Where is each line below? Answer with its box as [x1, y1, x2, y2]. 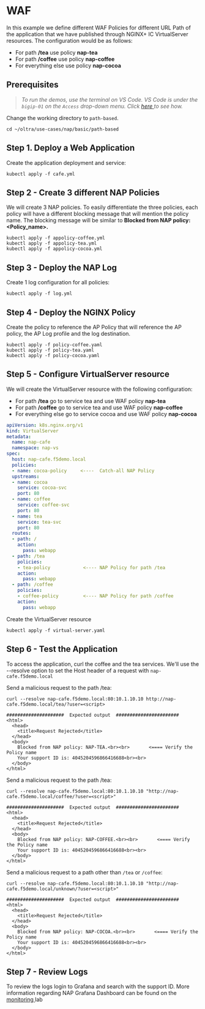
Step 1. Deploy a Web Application [6, 143, 135, 153]
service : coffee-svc [17, 502, 70, 508]
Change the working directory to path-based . [6, 114, 119, 121]
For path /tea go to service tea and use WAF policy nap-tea [15, 397, 166, 404]
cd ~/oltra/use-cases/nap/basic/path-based [6, 126, 119, 132]
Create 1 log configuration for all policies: [6, 279, 110, 286]
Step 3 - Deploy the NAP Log [6, 262, 117, 273]
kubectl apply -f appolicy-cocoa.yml [6, 246, 103, 252]
